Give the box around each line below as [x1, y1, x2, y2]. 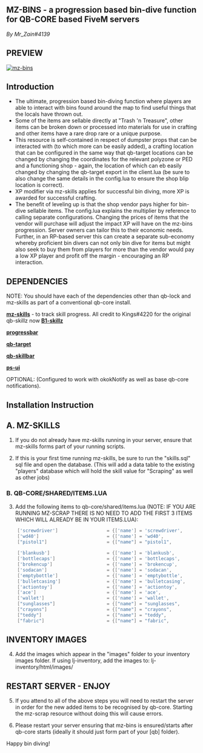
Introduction [6, 82, 55, 92]
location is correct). [15, 181, 64, 189]
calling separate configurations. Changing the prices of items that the [15, 213, 189, 221]
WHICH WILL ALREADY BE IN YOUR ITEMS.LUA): [15, 515, 138, 523]
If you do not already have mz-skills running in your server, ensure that [15, 437, 192, 444]
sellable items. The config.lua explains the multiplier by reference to [27, 207, 196, 215]
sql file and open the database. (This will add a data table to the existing [15, 461, 195, 469]
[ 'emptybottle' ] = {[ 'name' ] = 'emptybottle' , [17, 572, 183, 578]
